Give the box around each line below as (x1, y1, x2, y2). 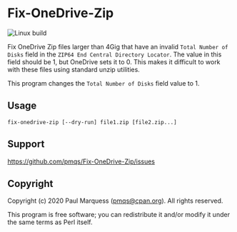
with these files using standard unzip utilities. (7, 65, 141, 74)
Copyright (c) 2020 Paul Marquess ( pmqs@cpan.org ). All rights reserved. (7, 196, 223, 205)
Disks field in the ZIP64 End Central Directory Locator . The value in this (7, 50, 222, 59)
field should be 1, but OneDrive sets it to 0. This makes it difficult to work (7, 57, 221, 66)
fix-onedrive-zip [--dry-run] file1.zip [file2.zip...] (7, 118, 177, 126)
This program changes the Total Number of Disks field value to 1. (7, 79, 200, 87)
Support (7, 138, 45, 151)
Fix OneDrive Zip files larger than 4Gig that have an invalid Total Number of (7, 42, 228, 51)
